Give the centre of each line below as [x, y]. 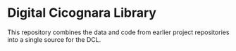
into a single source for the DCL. [54, 39]
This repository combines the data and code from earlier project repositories [118, 32]
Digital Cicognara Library [82, 13]
